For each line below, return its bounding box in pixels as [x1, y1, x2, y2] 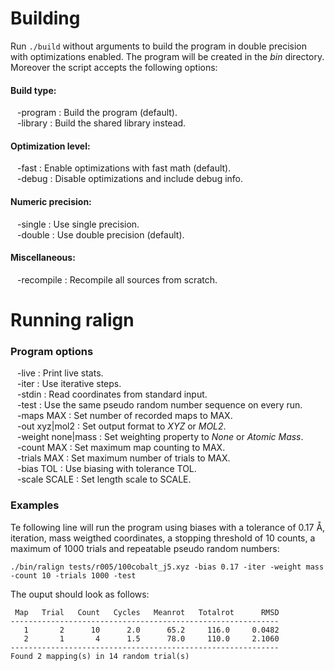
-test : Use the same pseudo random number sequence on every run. [16, 399, 303, 411]
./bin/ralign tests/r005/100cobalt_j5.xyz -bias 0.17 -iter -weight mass [10, 562, 325, 572]
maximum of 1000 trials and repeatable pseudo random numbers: [10, 542, 280, 554]
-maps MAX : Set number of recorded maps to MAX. [16, 410, 233, 422]
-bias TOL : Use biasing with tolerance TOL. [16, 463, 197, 475]
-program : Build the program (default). [16, 107, 178, 119]
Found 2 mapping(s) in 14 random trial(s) [10, 651, 190, 661]
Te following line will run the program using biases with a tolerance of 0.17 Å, [10, 521, 326, 533]
